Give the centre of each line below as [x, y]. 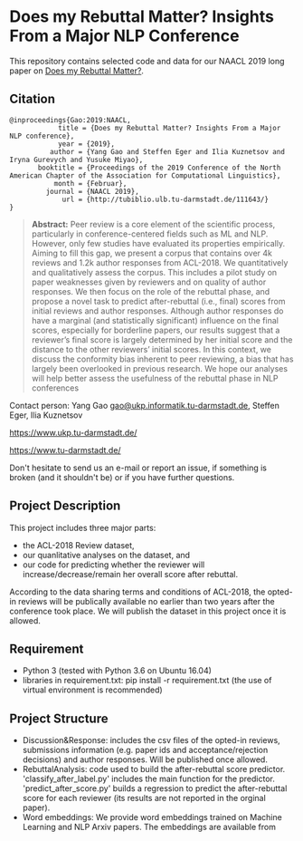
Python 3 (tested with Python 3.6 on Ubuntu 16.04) [117, 671]
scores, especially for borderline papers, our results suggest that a [156, 330]
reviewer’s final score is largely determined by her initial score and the [162, 339]
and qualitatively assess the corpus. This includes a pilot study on [154, 272]
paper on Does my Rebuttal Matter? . [77, 71]
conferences [55, 388]
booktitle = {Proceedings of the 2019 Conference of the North [159, 168]
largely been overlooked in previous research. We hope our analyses [159, 368]
